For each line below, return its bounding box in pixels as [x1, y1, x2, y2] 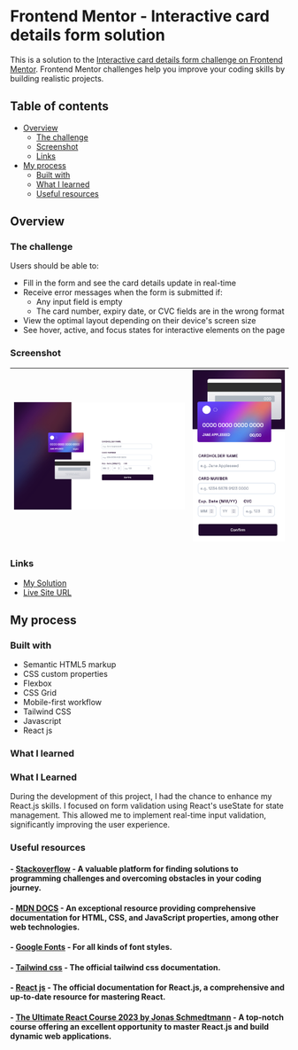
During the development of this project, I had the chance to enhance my [10, 791, 272, 802]
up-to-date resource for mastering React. [10, 992, 166, 1002]
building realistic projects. [10, 73, 104, 83]
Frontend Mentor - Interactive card [10, 6, 271, 27]
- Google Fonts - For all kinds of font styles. [10, 942, 172, 953]
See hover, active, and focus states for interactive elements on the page [22, 325, 286, 336]
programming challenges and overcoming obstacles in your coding [10, 873, 262, 883]
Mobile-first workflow [22, 697, 103, 708]
